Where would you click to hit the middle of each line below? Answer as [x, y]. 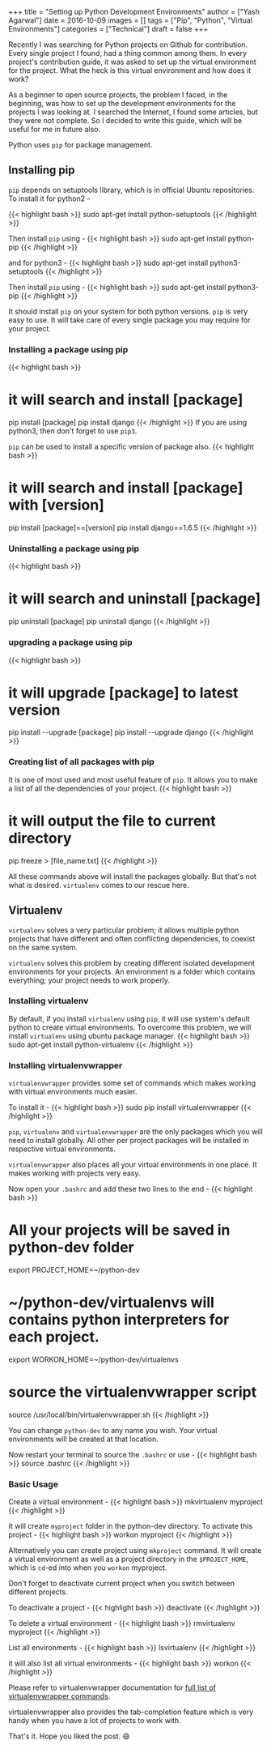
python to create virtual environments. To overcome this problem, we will [130, 1027]
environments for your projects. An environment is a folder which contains [132, 971]
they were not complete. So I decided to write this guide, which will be [125, 120]
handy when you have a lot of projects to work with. [95, 1721]
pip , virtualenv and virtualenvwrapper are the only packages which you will [135, 1132]
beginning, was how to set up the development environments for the [122, 103]
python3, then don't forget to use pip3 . [73, 431]
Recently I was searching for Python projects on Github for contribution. [128, 45]
